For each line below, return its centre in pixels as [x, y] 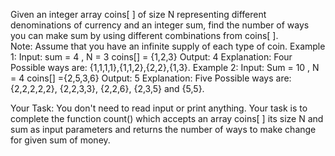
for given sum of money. [60, 140]
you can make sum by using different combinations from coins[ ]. [144, 35]
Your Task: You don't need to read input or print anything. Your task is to [159, 108]
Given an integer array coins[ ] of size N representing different [138, 14]
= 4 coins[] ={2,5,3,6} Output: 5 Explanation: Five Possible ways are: [151, 78]
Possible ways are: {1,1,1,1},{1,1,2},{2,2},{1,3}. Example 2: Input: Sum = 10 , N [165, 67]
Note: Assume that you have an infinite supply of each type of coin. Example [168, 46]
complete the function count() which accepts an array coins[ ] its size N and [167, 118]
